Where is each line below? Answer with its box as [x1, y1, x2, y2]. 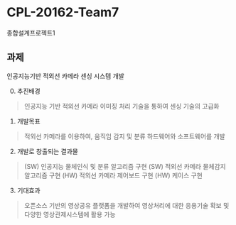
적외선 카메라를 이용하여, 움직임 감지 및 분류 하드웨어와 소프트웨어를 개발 [23, 132, 225, 141]
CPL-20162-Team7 [6, 4, 119, 21]
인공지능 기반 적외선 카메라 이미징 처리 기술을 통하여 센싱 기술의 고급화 [23, 101, 220, 110]
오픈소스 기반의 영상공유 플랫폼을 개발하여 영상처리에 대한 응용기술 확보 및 [23, 201, 230, 209]
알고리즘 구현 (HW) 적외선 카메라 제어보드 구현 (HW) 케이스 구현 [23, 171, 203, 180]
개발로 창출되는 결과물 [16, 147, 79, 155]
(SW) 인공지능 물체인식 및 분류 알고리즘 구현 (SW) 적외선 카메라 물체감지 [23, 162, 226, 170]
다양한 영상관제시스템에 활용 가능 [23, 210, 116, 219]
